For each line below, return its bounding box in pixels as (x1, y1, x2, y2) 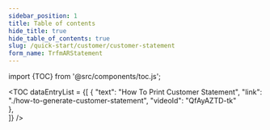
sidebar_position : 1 (8, 11, 78, 20)
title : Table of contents (8, 19, 95, 27)
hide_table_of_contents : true (8, 34, 111, 43)
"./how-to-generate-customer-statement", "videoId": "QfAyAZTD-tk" (8, 96, 237, 105)
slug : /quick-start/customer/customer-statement (8, 42, 175, 50)
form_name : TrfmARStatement (8, 49, 103, 57)
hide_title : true (8, 27, 67, 35)
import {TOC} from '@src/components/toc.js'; (8, 72, 162, 81)
